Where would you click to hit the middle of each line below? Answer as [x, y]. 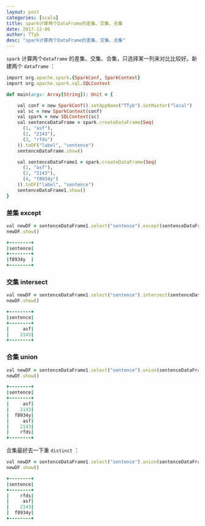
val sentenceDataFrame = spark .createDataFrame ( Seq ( [86, 123]
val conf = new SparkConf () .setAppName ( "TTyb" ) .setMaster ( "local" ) [105, 105]
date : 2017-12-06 [28, 29]
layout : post [23, 12]
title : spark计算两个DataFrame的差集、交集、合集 [65, 23]
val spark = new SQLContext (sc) [58, 117]
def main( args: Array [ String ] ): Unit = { [60, 94]
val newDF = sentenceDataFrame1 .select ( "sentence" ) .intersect [87, 295]
